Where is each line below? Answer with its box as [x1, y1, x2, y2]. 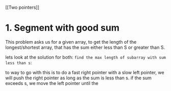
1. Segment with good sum [5, 22, 120, 34]
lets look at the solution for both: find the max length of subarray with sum [5, 54, 166, 60]
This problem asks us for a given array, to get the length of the [5, 39, 137, 45]
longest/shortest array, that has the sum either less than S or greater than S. [5, 44, 165, 50]
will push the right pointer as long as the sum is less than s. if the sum [5, 75, 152, 81]
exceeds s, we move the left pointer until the [5, 80, 99, 86]
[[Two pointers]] [5, 5, 40, 10]
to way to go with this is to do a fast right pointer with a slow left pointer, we [5, 69, 164, 75]
